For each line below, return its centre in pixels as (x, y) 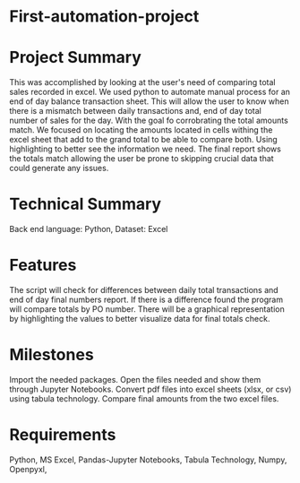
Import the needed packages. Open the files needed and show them (135, 379)
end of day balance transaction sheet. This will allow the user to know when (149, 101)
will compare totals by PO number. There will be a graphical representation (147, 309)
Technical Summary (86, 204)
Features (43, 265)
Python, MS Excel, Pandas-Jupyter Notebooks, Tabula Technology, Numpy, (148, 460)
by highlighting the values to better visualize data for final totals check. (140, 319)
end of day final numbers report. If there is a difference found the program (146, 299)
